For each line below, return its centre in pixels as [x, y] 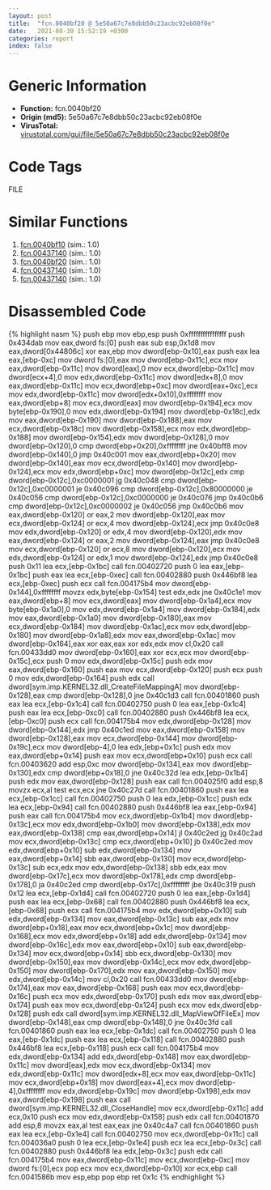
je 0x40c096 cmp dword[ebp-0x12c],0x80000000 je [165, 489]
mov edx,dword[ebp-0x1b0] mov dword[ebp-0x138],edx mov [148, 824]
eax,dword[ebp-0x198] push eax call [70, 1099]
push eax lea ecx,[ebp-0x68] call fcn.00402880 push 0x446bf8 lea [121, 901]
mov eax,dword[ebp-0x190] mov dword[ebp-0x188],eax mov [110, 420]
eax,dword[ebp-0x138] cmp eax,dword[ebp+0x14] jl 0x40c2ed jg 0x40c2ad [135, 833]
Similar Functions [68, 222]
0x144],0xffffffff [35, 592]
